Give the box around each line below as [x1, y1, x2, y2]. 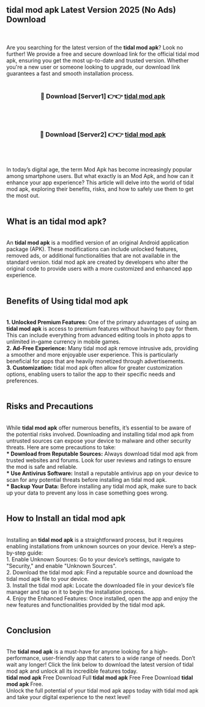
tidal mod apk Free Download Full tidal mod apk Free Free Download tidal [6, 674, 193, 681]
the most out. [6, 192, 40, 200]
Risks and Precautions [6, 401, 94, 412]
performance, [6, 654, 41, 662]
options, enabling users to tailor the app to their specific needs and [6, 370, 176, 378]
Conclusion [6, 626, 51, 636]
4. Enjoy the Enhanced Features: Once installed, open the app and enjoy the [6, 594, 198, 602]
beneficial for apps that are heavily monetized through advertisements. [6, 357, 185, 365]
